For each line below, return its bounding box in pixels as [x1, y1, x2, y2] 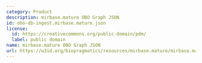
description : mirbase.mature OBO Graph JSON [6, 14, 120, 20]
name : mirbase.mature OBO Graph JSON [6, 43, 101, 49]
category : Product [6, 8, 52, 15]
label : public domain [11, 37, 66, 43]
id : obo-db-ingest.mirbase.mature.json [6, 20, 106, 26]
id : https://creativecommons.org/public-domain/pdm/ [11, 31, 147, 37]
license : [6, 25, 28, 32]
